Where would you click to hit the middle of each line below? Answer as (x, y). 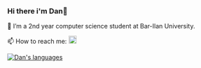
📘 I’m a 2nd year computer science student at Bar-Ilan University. (101, 26)
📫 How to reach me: (37, 42)
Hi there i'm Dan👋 (37, 11)
